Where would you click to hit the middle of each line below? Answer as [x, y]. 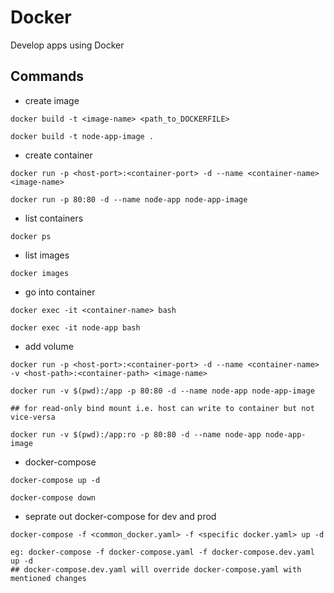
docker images [40, 273]
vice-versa [33, 417]
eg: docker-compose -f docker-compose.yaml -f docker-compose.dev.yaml [162, 552]
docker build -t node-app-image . [82, 136]
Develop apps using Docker [67, 45]
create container [58, 155]
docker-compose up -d [55, 480]
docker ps [31, 236]
